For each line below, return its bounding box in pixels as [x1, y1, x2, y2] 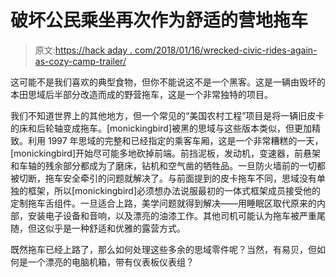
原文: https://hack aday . [34, 44, 133, 56]
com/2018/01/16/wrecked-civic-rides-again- [134, 44, 318, 56]
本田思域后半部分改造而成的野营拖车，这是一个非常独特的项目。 [10, 88, 273, 100]
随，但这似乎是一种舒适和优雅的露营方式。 [10, 222, 186, 234]
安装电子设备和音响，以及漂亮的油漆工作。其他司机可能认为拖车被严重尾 [27, 209, 326, 221]
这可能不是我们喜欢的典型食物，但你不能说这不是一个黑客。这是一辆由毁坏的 [10, 76, 326, 88]
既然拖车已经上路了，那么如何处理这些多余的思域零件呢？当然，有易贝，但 [10, 243, 317, 255]
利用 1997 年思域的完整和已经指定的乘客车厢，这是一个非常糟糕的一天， [27, 134, 324, 146]
